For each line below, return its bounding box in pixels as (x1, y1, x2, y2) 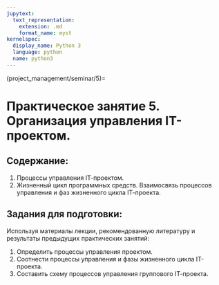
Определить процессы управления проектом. (16, 247, 153, 256)
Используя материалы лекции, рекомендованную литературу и (6, 226, 196, 235)
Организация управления (6, 113, 163, 129)
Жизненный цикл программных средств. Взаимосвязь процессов (16, 181, 212, 189)
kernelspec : (6, 36, 41, 43)
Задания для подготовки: (6, 208, 122, 220)
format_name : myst (19, 29, 72, 37)
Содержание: (6, 155, 69, 167)
